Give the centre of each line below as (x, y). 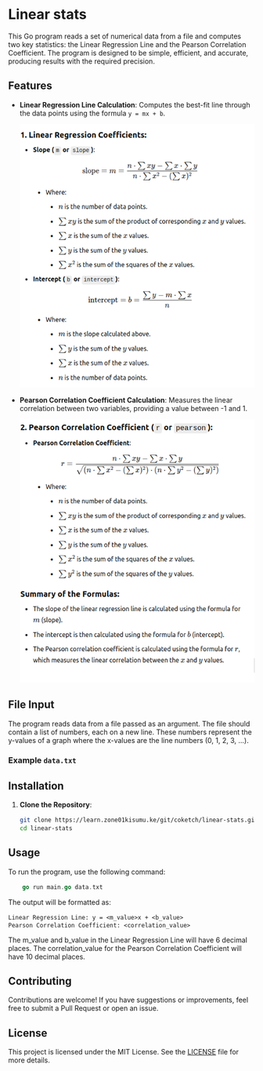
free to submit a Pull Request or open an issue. (83, 1008)
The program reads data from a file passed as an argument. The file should (129, 723)
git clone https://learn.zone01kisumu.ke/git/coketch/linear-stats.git (139, 820)
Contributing (40, 981)
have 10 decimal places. (47, 956)
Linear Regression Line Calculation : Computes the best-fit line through (135, 104)
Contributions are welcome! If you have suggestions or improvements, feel (128, 1000)
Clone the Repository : (56, 805)
